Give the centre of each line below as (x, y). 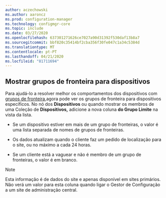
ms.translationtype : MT (30, 47)
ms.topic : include (24, 29)
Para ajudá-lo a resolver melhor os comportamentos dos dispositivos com (81, 94)
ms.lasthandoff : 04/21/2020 (34, 56)
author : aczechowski (27, 10)
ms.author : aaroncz (25, 15)
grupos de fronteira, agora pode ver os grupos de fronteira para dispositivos (83, 99)
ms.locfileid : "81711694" (32, 61)
